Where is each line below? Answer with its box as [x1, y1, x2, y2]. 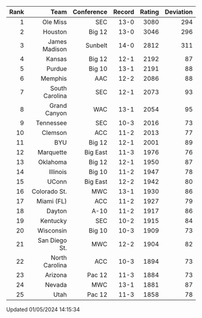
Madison [42, 45, 67, 53]
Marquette [37, 148, 67, 156]
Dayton [46, 207, 67, 215]
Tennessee [35, 119, 67, 127]
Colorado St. [31, 187, 67, 195]
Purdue [46, 64, 67, 73]
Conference [73, 8, 108, 16]
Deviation [165, 8, 193, 16]
